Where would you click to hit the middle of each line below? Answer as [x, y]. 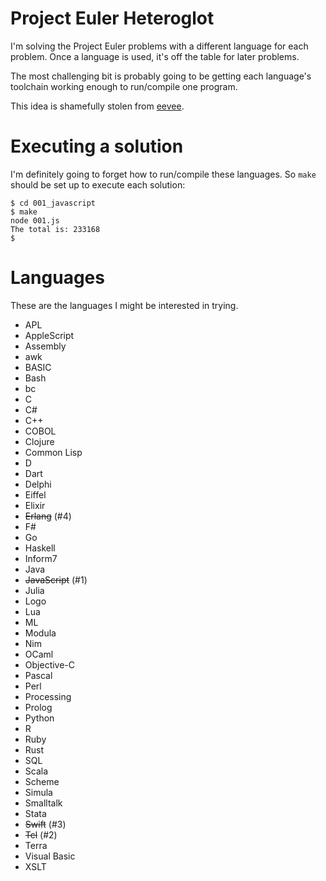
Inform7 [41, 558]
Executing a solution [97, 146]
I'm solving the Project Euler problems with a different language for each [159, 46]
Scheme [42, 781]
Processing [48, 696]
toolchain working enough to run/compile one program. [124, 86]
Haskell [40, 548]
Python [39, 718]
